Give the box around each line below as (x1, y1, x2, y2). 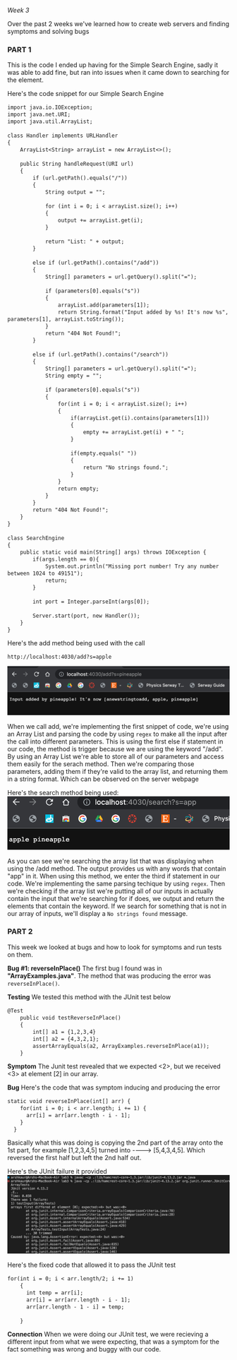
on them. (7, 950, 33, 959)
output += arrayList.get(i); (57, 217, 143, 225)
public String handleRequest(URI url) (20, 160, 134, 168)
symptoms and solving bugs (7, 28, 90, 35)
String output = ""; (44, 189, 106, 196)
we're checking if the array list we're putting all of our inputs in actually (7, 886, 214, 895)
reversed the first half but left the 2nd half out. (7, 1153, 142, 1162)
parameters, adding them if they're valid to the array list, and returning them (7, 767, 228, 775)
